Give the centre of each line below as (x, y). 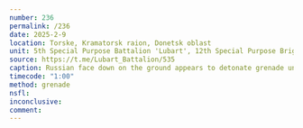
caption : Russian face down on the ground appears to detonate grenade (147, 69)
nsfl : (19, 93)
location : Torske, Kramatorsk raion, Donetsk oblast (110, 43)
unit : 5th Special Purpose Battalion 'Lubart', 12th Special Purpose (143, 51)
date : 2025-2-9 (38, 34)
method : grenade (40, 85)
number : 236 (32, 18)
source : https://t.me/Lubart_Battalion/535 (92, 59)
